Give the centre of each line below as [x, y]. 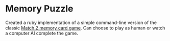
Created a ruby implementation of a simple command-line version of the [81, 22]
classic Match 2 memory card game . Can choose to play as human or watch [85, 27]
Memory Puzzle [39, 9]
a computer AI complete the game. [42, 33]
